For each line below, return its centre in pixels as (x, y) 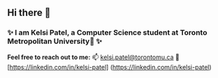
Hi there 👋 (29, 13)
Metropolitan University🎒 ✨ (55, 41)
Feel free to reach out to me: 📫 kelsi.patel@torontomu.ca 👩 (93, 57)
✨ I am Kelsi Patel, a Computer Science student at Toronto (107, 33)
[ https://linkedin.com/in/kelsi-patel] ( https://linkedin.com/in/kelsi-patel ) (109, 67)
